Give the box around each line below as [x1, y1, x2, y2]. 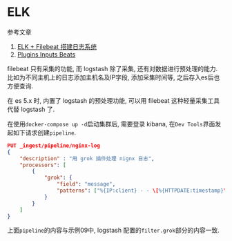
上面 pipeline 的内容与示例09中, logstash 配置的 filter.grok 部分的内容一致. [7, 226, 220, 235]
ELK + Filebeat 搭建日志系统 [17, 42, 97, 50]
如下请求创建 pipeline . [12, 128, 77, 137]
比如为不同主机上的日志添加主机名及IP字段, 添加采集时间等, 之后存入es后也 [7, 73, 220, 81]
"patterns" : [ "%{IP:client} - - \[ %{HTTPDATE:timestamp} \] [56, 187, 230, 194]
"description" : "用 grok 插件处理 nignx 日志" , [19, 155, 155, 162]
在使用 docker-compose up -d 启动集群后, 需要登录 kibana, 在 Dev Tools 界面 [7, 119, 215, 128]
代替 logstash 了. [7, 105, 55, 113]
